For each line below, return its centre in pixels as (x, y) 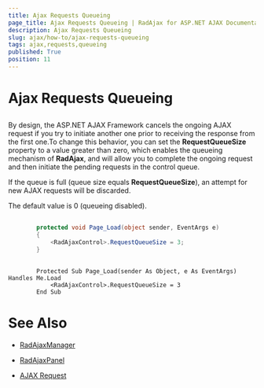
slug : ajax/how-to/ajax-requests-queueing (79, 37)
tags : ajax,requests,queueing (58, 45)
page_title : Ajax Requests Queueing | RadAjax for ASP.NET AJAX (115, 23)
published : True (35, 52)
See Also (38, 323)
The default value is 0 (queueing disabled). (77, 206)
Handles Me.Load (35, 278)
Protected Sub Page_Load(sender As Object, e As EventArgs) (137, 271)
